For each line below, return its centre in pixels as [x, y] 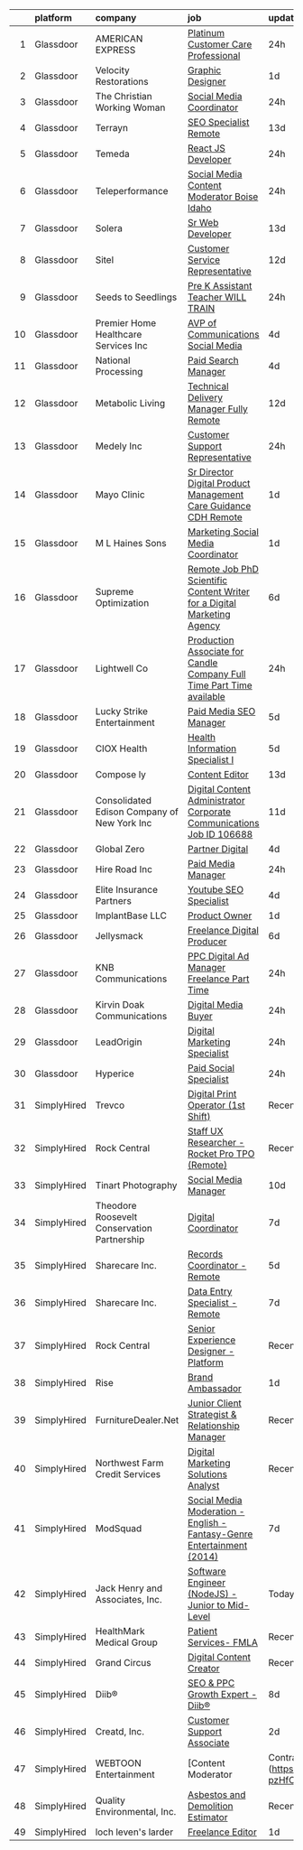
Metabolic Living [130, 403]
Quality [110, 1800]
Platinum [207, 33]
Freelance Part [219, 979]
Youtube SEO [216, 890]
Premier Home [126, 323]
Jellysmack [119, 936]
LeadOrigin [119, 1042]
